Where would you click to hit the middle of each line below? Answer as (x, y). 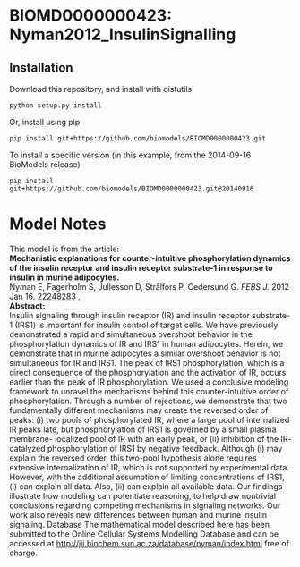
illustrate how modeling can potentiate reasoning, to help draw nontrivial (142, 495)
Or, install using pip (45, 122)
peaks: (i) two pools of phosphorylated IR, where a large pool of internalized (150, 419)
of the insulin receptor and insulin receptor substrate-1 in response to (141, 267)
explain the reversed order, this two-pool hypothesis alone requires (133, 458)
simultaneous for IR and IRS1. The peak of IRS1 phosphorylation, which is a (147, 362)
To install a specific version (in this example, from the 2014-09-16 (130, 155)
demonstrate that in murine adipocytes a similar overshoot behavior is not (145, 353)
